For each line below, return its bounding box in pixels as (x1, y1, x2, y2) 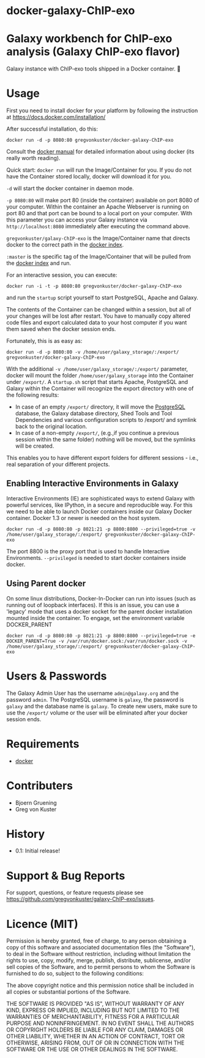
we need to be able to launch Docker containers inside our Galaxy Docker (6, 507, 192, 515)
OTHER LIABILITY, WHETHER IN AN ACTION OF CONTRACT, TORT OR (6, 1033, 185, 1040)
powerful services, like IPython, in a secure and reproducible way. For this (6, 501, 193, 508)
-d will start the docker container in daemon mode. (6, 185, 135, 192)
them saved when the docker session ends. (6, 326, 116, 333)
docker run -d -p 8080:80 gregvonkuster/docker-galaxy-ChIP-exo (6, 137, 174, 144)
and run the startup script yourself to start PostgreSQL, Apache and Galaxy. (6, 294, 199, 301)
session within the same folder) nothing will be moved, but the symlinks (15, 436, 196, 443)
